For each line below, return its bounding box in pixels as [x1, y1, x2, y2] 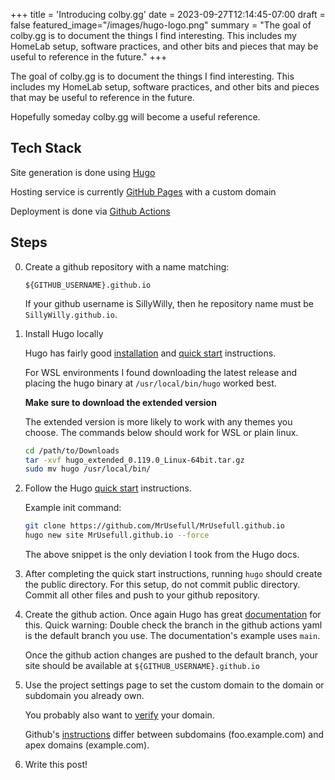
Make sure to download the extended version [24, 396, 217, 408]
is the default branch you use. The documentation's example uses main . [24, 630, 321, 641]
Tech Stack [10, 140, 82, 157]
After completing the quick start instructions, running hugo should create [24, 568, 323, 579]
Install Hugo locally [24, 327, 104, 339]
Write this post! [24, 759, 88, 770]
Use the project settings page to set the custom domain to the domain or [24, 679, 325, 691]
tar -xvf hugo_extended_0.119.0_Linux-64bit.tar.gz [24, 455, 245, 465]
